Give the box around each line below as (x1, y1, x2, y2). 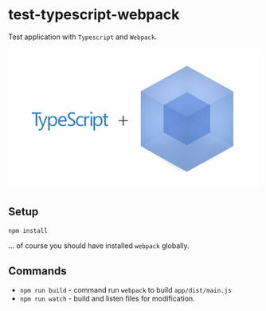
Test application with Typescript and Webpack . (8, 32, 158, 41)
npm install (8, 227, 48, 235)
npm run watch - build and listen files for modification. (19, 293, 195, 304)
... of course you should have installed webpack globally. (8, 241, 190, 250)
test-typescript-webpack (8, 6, 180, 24)
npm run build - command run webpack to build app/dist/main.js (19, 285, 233, 295)
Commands (8, 264, 68, 278)
